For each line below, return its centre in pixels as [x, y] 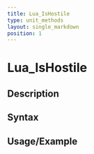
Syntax [23, 117]
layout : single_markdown [43, 27]
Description [33, 93]
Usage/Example [42, 141]
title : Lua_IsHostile [39, 14]
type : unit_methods [36, 20]
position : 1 [24, 33]
